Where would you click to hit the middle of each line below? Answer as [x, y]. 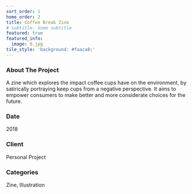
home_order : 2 [23, 17]
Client [15, 144]
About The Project [33, 70]
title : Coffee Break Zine [37, 22]
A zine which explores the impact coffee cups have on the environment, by [96, 83]
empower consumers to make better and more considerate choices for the [96, 95]
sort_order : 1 [23, 11]
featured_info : [25, 39]
